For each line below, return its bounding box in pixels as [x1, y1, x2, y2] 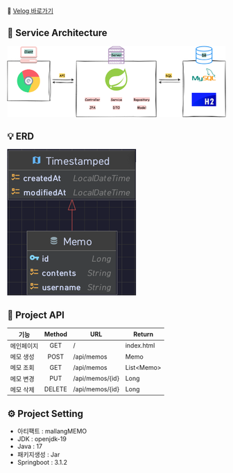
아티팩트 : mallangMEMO [17, 427, 87, 436]
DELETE [44, 385, 67, 393]
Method [44, 330, 68, 339]
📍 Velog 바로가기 [7, 7, 54, 15]
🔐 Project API [7, 309, 64, 321]
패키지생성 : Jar [17, 450, 60, 459]
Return [133, 330, 154, 339]
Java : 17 [17, 443, 43, 451]
